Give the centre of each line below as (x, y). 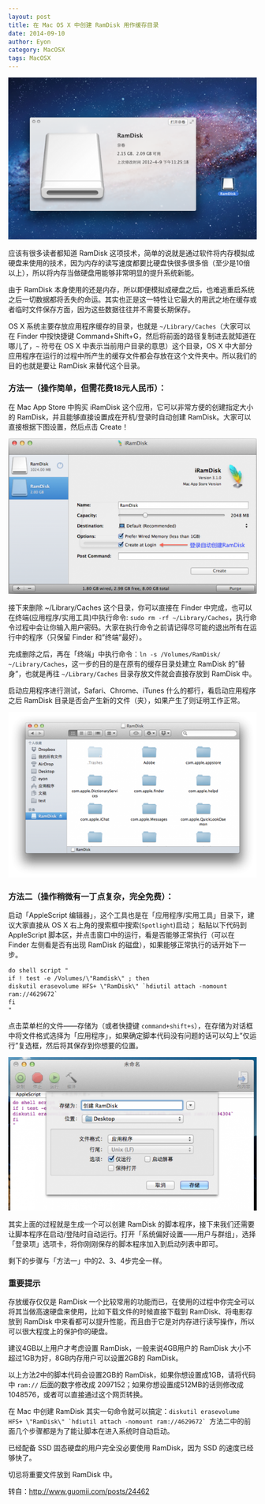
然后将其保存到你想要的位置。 (95, 1046)
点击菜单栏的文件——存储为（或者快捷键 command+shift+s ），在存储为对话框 (131, 1026)
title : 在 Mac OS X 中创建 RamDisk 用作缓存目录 (84, 25)
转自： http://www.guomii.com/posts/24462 (79, 1491)
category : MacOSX (37, 50)
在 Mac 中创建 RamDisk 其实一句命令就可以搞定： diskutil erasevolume (124, 1412)
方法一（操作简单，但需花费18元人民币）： (88, 389)
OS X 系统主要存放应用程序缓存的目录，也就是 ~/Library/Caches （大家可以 (129, 326)
